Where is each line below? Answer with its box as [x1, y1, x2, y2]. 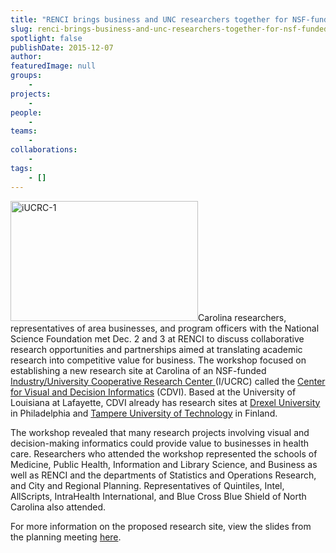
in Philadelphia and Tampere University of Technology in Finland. [10, 407, 278, 419]
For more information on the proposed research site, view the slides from [10, 520, 312, 532]
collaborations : [10, 145, 78, 155]
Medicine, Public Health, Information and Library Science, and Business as [10, 458, 318, 470]
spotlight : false [10, 33, 83, 43]
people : [10, 107, 43, 118]
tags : [10, 163, 33, 173]
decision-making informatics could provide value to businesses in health [10, 437, 310, 449]
